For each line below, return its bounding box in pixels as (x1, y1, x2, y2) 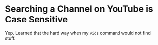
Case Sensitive (5, 14, 68, 25)
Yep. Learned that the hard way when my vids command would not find (5, 30, 151, 36)
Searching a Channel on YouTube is (5, 3, 153, 15)
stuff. (5, 35, 16, 41)
